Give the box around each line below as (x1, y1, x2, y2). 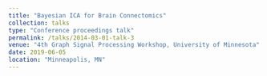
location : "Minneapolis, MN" (8, 56, 106, 64)
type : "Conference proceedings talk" (8, 26, 135, 34)
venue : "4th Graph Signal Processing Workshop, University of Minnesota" (8, 41, 261, 49)
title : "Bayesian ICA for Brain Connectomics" (8, 11, 167, 20)
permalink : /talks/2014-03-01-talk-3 (8, 33, 135, 42)
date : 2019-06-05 (8, 48, 67, 56)
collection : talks (8, 19, 70, 27)
